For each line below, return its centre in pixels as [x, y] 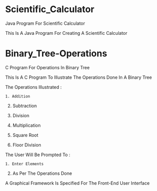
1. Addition [18, 96]
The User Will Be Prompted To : [38, 155]
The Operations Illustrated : [33, 87]
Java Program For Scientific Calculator [45, 23]
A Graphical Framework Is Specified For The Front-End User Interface [77, 183]
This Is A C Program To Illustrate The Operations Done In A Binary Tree [78, 77]
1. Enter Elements [24, 164]
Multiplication [27, 125]
